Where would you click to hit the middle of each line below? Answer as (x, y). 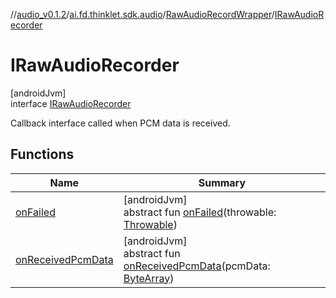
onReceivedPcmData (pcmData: (197, 266)
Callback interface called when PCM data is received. (120, 123)
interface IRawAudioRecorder (71, 103)
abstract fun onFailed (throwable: (200, 212)
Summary (222, 182)
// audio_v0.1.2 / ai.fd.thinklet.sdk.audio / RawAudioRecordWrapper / (142, 14)
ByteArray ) (149, 278)
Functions (42, 154)
